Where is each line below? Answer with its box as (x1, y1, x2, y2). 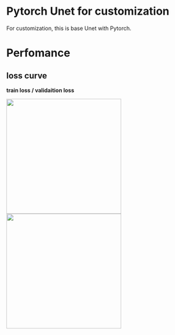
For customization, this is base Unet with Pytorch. (6, 24, 132, 32)
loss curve (6, 70, 48, 81)
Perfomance (6, 46, 70, 60)
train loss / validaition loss (6, 86, 75, 94)
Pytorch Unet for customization (6, 4, 169, 18)
